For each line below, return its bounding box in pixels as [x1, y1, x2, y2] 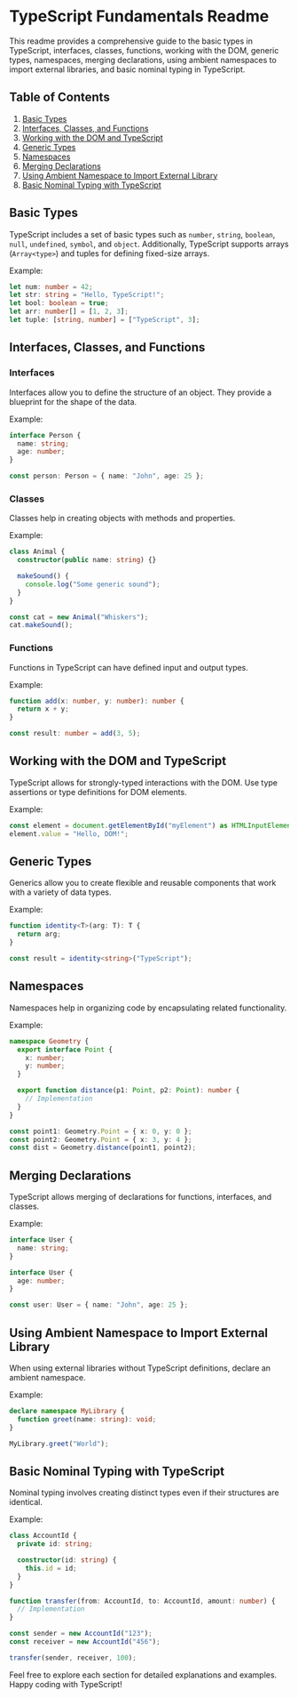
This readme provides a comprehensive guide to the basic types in [9, 36, 254, 46]
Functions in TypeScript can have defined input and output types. [9, 662, 248, 672]
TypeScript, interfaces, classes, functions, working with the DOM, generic [9, 44, 279, 55]
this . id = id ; [25, 1564, 77, 1573]
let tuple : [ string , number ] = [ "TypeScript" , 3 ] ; [9, 316, 200, 325]
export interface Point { [17, 1045, 114, 1054]
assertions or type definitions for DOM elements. [9, 786, 188, 797]
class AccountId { [9, 1532, 77, 1541]
